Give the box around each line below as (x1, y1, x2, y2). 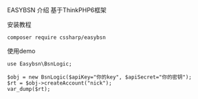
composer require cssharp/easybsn (7, 34, 107, 41)
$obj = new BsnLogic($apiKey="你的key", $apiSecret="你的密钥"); (7, 74, 192, 81)
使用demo (7, 47, 36, 55)
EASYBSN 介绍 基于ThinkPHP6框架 (7, 6, 107, 14)
